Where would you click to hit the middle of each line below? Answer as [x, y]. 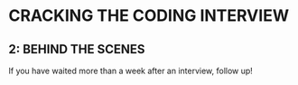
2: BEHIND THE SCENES [77, 49]
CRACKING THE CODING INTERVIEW [149, 16]
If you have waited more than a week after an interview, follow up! [131, 71]
